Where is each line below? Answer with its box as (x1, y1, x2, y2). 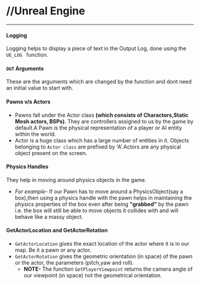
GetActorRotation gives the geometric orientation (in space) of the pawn (14, 252, 193, 260)
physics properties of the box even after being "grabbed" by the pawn (14, 200, 189, 207)
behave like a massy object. (14, 213, 83, 220)
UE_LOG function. (6, 51, 49, 58)
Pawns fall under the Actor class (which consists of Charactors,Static (14, 111, 189, 119)
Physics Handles (6, 163, 49, 171)
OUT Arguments (6, 64, 44, 72)
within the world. (14, 130, 57, 138)
